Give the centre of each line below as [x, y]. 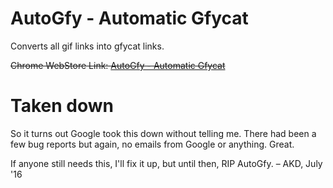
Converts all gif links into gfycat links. [87, 46]
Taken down [62, 106]
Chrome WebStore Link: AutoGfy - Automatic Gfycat [118, 65]
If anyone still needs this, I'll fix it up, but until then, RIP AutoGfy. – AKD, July [166, 163]
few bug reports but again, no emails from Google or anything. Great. [152, 144]
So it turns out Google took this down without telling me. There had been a [163, 133]
